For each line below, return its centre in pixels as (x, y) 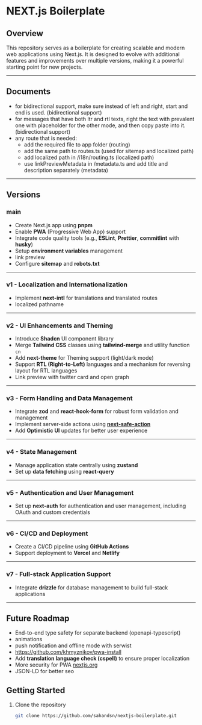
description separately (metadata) (66, 170)
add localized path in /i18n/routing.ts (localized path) (89, 157)
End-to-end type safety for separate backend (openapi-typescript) (98, 633)
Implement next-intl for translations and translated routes (86, 298)
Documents (29, 92)
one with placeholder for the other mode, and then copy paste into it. (100, 125)
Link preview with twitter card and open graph (72, 377)
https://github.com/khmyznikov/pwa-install (68, 652)
